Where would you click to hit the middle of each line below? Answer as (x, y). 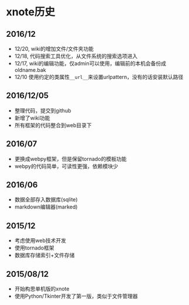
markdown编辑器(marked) (46, 207)
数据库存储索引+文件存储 (44, 255)
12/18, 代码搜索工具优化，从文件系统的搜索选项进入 (76, 56)
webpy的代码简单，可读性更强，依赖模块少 (66, 166)
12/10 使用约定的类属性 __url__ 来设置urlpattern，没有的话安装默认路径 (99, 77)
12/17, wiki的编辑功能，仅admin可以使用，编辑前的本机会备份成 (90, 63)
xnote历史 (31, 12)
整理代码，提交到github (43, 110)
